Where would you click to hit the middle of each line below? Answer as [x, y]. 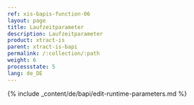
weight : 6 [22, 60]
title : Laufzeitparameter [45, 27]
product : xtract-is [36, 40]
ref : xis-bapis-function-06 [49, 14]
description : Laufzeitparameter [55, 34]
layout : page [27, 21]
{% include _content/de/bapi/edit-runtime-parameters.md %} [97, 94]
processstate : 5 [31, 67]
